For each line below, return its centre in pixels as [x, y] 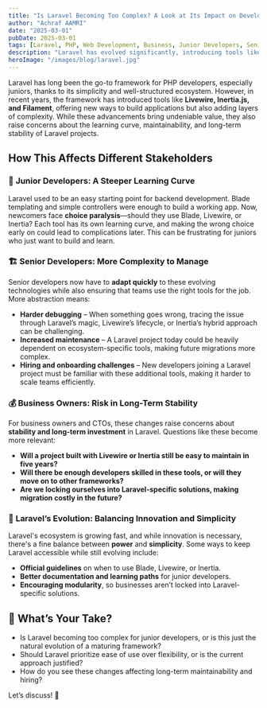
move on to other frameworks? [72, 481]
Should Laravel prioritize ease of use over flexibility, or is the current [132, 655]
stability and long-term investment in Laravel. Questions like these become [133, 432]
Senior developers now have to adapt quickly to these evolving [112, 282]
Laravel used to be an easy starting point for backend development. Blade [129, 198]
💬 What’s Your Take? [60, 619]
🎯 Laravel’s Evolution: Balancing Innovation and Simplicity [122, 519]
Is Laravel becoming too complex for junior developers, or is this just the [138, 638]
